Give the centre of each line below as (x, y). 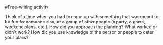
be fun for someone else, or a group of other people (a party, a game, (75, 22)
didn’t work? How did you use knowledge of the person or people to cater (80, 32)
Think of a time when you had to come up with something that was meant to (82, 16)
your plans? (17, 37)
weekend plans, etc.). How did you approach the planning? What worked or (81, 27)
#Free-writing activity (27, 7)
